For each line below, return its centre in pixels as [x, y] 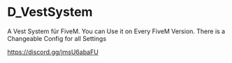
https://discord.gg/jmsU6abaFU [53, 52]
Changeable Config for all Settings [57, 38]
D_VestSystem [50, 12]
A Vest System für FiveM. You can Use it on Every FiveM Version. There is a [116, 31]
